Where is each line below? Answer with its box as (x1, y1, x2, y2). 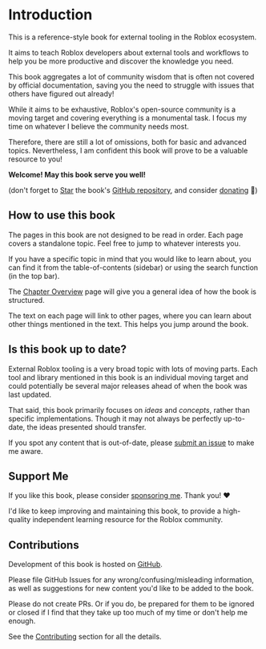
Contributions (8, 538, 79, 552)
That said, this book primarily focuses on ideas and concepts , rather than (8, 405, 251, 414)
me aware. (8, 446, 43, 455)
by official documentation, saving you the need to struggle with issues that (8, 80, 255, 90)
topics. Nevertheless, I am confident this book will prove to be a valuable (8, 145, 248, 155)
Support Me (8, 469, 69, 483)
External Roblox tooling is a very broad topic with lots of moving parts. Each (8, 364, 258, 373)
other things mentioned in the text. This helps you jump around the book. (8, 319, 249, 329)
